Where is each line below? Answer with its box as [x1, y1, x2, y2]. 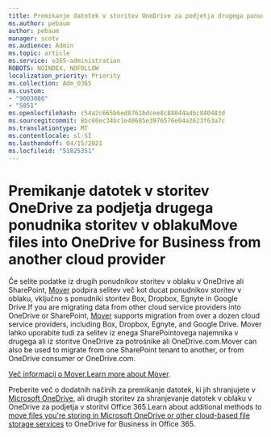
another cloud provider [8, 250, 166, 268]
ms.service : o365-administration [8, 57, 121, 65]
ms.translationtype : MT [8, 124, 89, 132]
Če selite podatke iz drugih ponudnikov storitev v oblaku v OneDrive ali [8, 277, 244, 286]
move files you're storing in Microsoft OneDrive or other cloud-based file [8, 410, 250, 420]
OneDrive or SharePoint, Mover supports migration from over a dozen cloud [8, 311, 261, 321]
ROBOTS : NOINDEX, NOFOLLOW [8, 65, 99, 73]
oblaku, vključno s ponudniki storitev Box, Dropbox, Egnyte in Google [8, 293, 238, 303]
